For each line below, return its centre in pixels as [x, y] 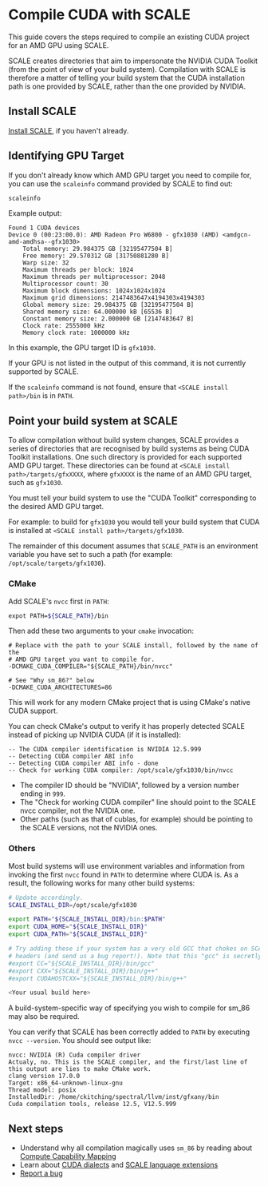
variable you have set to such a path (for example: [91, 555]
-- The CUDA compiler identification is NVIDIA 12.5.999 [105, 750]
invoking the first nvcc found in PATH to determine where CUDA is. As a [124, 874]
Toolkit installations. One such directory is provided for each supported [125, 457]
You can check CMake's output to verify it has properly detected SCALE [127, 726]
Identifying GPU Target [66, 156]
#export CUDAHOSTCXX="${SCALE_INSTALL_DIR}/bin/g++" [98, 978]
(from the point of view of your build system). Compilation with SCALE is [127, 69]
